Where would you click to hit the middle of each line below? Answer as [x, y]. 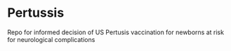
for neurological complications [51, 39]
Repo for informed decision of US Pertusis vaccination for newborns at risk [116, 32]
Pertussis [36, 13]
